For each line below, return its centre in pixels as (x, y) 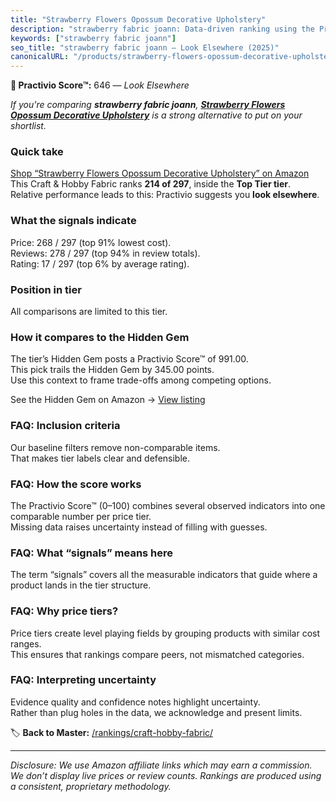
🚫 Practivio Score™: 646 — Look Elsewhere (100, 85)
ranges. (26, 643)
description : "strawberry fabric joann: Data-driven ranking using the (162, 29)
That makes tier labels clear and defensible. (100, 458)
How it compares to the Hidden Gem (100, 337)
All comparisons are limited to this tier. (89, 312)
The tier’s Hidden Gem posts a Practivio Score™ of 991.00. (129, 359)
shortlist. (28, 126)
